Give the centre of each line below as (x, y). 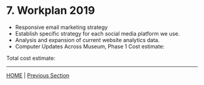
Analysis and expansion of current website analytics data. (87, 40)
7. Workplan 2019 (51, 11)
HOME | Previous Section (38, 75)
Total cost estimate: (31, 58)
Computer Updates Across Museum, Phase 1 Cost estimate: (90, 46)
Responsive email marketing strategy (61, 27)
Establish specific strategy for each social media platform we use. (97, 33)
